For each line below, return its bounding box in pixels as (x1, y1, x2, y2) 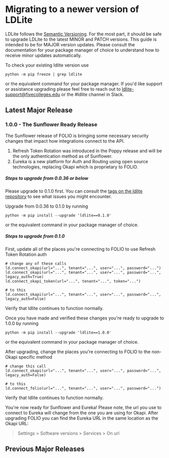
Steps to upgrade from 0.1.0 (5, 233, 65, 239)
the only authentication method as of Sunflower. (12, 153, 112, 159)
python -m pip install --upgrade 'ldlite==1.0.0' (5, 330, 112, 335)
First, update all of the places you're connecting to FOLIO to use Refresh (5, 246, 156, 252)
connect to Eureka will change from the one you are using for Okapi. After (5, 410, 158, 416)
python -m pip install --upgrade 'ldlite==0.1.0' (5, 213, 112, 218)
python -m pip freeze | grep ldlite (5, 72, 82, 77)
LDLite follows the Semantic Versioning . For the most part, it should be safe (5, 31, 162, 37)
